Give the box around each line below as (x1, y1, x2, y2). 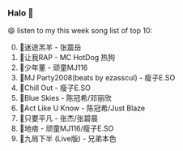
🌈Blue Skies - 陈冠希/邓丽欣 (19, 93, 112, 103)
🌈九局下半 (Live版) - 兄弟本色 (19, 134, 117, 144)
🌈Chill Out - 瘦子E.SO (19, 83, 91, 93)
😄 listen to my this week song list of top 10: (7, 26, 153, 36)
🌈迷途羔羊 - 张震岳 (19, 42, 82, 52)
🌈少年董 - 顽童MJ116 (19, 63, 88, 72)
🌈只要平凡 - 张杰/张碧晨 (19, 114, 99, 123)
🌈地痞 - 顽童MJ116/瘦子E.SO (19, 123, 114, 133)
